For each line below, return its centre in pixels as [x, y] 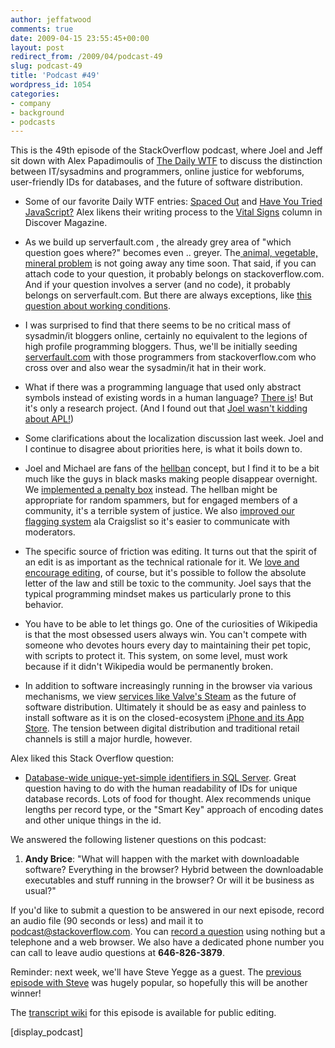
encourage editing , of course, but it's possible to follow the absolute [165, 573]
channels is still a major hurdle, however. [108, 739]
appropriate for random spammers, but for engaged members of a [161, 500]
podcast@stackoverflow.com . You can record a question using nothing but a [168, 932]
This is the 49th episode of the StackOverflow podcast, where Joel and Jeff [166, 150]
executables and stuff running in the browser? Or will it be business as [169, 880]
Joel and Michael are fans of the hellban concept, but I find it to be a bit [172, 468]
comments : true [42, 29]
